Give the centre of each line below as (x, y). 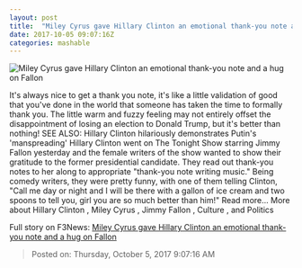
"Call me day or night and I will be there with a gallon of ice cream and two (147, 191)
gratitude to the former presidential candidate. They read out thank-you (142, 162)
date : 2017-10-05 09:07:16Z (62, 34)
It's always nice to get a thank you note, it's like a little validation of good (144, 95)
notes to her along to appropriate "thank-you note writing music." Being (142, 172)
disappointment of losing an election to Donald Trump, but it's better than (145, 124)
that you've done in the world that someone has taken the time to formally (146, 105)
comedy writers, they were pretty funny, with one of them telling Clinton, (143, 182)
